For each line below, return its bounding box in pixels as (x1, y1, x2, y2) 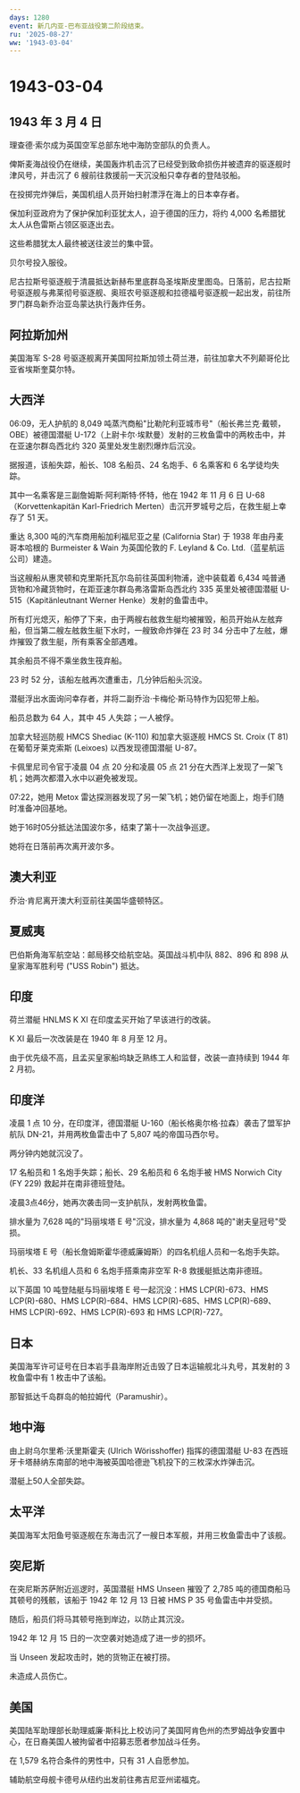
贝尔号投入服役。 (9, 257, 72, 268)
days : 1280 (9, 13, 50, 22)
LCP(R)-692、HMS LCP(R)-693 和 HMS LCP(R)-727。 (29, 1307, 228, 1318)
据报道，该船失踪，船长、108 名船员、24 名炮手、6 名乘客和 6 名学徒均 (9, 459, 272, 470)
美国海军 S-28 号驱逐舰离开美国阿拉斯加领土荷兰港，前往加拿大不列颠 (9, 353, 267, 363)
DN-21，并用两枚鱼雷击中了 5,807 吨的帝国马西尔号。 (26, 1129, 224, 1140)
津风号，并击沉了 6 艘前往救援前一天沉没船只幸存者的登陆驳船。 (9, 170, 246, 181)
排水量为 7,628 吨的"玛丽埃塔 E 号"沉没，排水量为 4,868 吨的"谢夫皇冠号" (9, 1216, 279, 1227)
